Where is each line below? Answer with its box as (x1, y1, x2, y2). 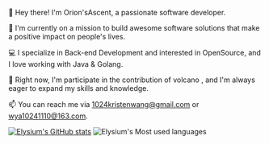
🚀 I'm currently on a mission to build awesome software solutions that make (8, 23, 260, 32)
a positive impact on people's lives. (8, 32, 126, 41)
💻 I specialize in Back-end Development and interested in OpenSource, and (8, 48, 261, 57)
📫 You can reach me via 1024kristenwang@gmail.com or (8, 100, 200, 109)
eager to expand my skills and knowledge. (8, 84, 149, 93)
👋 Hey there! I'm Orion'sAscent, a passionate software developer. (8, 8, 226, 17)
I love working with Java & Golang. (8, 60, 124, 68)
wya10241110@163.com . (8, 111, 89, 121)
